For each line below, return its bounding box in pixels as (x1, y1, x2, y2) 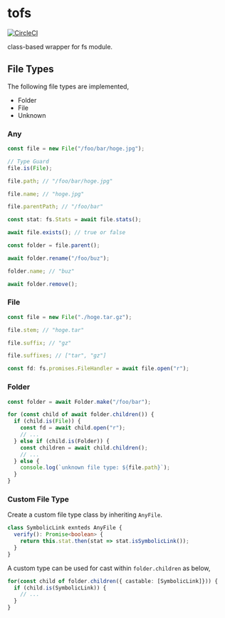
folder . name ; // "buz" (7, 268, 75, 275)
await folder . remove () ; (7, 280, 78, 288)
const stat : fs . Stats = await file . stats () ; (7, 216, 142, 223)
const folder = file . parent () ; (7, 242, 100, 249)
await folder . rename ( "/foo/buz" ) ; (7, 255, 110, 262)
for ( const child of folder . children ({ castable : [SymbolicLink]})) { (7, 577, 219, 584)
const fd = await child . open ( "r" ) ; (20, 425, 126, 432)
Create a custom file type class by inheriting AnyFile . (7, 510, 162, 519)
